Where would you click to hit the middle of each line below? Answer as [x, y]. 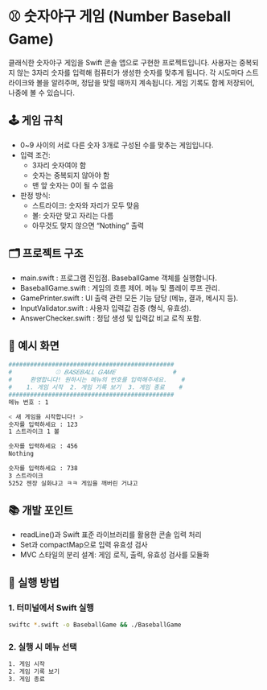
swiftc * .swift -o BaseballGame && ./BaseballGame [95, 625]
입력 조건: [35, 155]
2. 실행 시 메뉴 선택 [43, 647]
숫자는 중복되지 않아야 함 [71, 175]
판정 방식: [35, 195]
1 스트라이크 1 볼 [34, 432]
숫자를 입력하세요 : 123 [43, 424]
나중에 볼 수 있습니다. [41, 93]
